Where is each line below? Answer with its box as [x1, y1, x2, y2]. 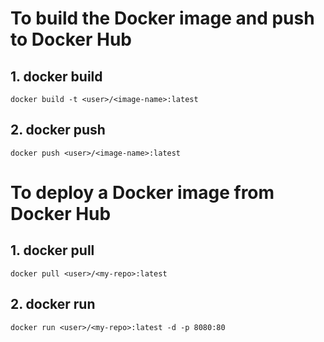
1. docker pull [10, 242, 95, 259]
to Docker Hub [10, 28, 132, 51]
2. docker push [10, 122, 106, 139]
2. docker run [10, 296, 96, 313]
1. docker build [10, 68, 103, 85]
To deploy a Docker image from [10, 182, 275, 204]
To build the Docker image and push [10, 7, 315, 30]
